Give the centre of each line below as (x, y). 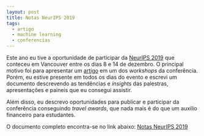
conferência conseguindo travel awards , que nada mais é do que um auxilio (102, 108)
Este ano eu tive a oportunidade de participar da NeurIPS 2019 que (91, 58)
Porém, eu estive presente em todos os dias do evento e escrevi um (92, 77)
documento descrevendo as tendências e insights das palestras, (87, 84)
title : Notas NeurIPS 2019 (41, 18)
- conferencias (31, 40)
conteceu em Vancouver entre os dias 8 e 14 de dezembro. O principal (95, 64)
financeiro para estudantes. (41, 115)
